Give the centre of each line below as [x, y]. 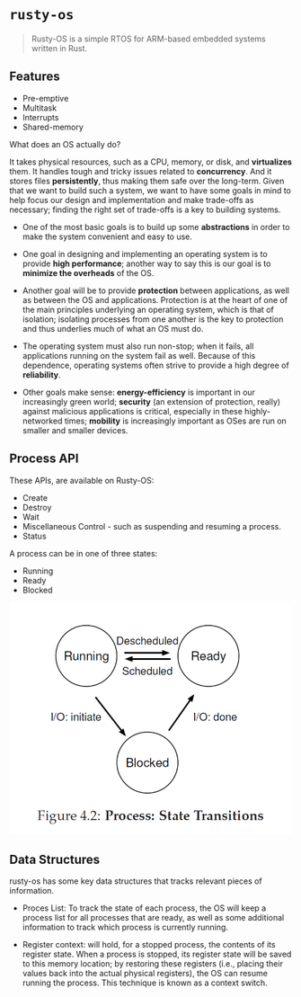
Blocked [37, 590]
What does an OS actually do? [65, 144]
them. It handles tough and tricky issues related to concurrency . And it [141, 171]
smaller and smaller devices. [75, 430]
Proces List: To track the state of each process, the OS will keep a [144, 908]
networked [42, 421]
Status [34, 536]
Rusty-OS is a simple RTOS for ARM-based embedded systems [149, 39]
